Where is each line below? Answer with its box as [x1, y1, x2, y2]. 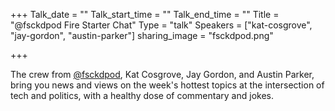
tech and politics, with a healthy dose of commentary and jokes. [10, 90, 274, 101]
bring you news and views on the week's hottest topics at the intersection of [10, 79, 325, 91]
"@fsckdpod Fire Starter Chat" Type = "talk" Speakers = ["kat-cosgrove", [10, 19, 313, 31]
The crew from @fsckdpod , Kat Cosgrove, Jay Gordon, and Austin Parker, [10, 69, 315, 80]
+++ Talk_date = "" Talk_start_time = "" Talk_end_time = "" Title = [10, 9, 280, 20]
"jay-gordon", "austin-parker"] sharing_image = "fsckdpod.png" [10, 30, 274, 41]
